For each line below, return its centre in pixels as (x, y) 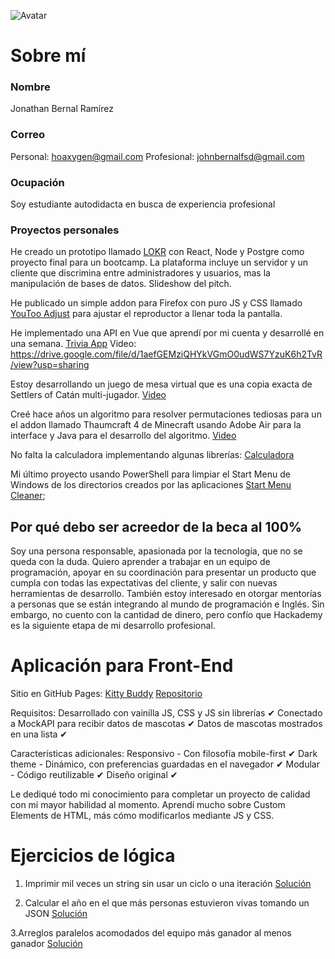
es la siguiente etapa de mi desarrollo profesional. (113, 626)
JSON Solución (56, 914)
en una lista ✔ (39, 734)
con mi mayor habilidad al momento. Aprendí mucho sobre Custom (148, 805)
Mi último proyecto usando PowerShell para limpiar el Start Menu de (150, 474)
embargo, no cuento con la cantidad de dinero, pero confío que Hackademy (166, 615)
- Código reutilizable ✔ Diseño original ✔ (94, 775)
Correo (27, 135)
